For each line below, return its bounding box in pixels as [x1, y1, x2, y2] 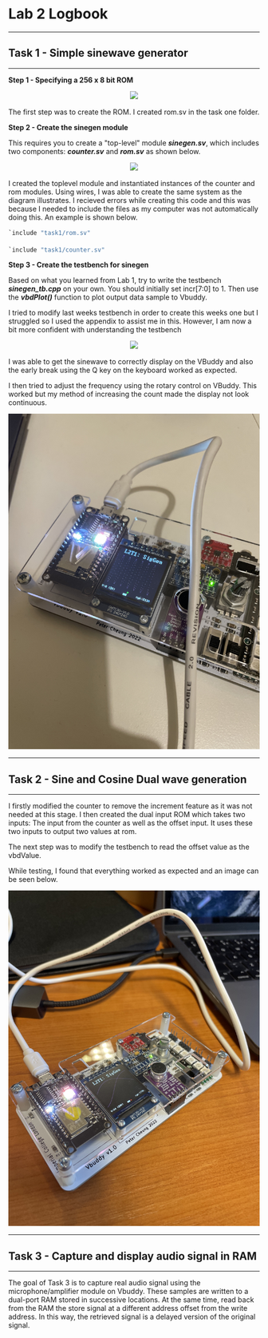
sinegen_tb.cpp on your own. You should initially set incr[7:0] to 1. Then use [8, 284, 259, 294]
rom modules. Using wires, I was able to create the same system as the [8, 187, 242, 197]
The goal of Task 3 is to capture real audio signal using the [8, 1278, 201, 1287]
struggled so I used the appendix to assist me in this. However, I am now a [8, 316, 252, 326]
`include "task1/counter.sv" [8, 245, 105, 254]
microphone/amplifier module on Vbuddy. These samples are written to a [8, 1287, 249, 1296]
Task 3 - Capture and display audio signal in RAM [8, 1249, 258, 1263]
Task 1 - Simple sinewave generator [8, 46, 189, 60]
